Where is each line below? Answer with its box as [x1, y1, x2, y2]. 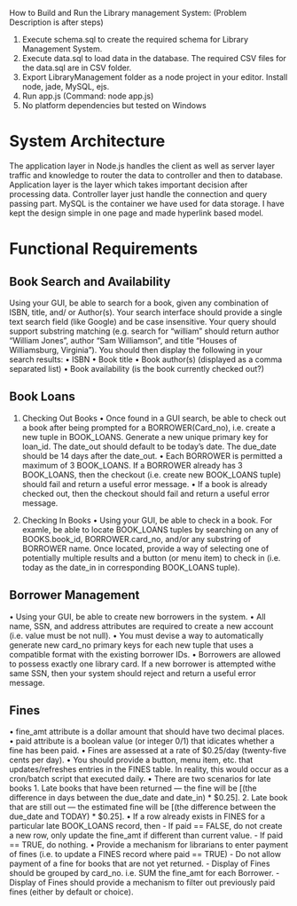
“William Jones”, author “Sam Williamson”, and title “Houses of [9, 335, 238, 345]
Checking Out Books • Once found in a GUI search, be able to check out [21, 413, 286, 423]
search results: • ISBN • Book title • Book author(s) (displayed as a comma [9, 354, 283, 365]
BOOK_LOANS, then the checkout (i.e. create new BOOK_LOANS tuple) [21, 469, 282, 480]
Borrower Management [9, 587, 140, 603]
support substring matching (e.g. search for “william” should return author [9, 326, 279, 336]
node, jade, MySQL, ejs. [21, 82, 110, 91]
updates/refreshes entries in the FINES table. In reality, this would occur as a [9, 764, 289, 775]
